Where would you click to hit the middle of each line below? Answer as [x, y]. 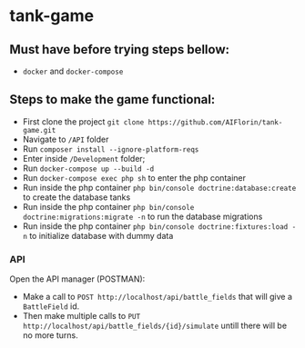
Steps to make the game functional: [112, 99]
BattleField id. [51, 306]
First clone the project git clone [83, 121]
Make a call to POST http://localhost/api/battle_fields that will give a [158, 297]
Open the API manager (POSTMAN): [77, 279]
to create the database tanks [76, 197]
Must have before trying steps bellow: [120, 50]
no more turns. [51, 335]
